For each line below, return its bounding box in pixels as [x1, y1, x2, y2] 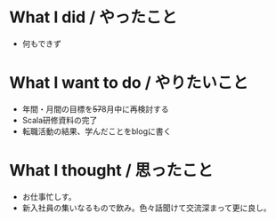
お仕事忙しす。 [21, 191, 77, 201]
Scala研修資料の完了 [21, 114, 98, 125]
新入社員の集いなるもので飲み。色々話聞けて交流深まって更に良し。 [21, 202, 272, 213]
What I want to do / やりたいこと [9, 73, 249, 93]
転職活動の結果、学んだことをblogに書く [21, 125, 172, 137]
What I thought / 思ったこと [9, 161, 214, 181]
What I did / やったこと [9, 7, 178, 28]
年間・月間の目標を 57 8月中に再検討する [21, 103, 169, 114]
